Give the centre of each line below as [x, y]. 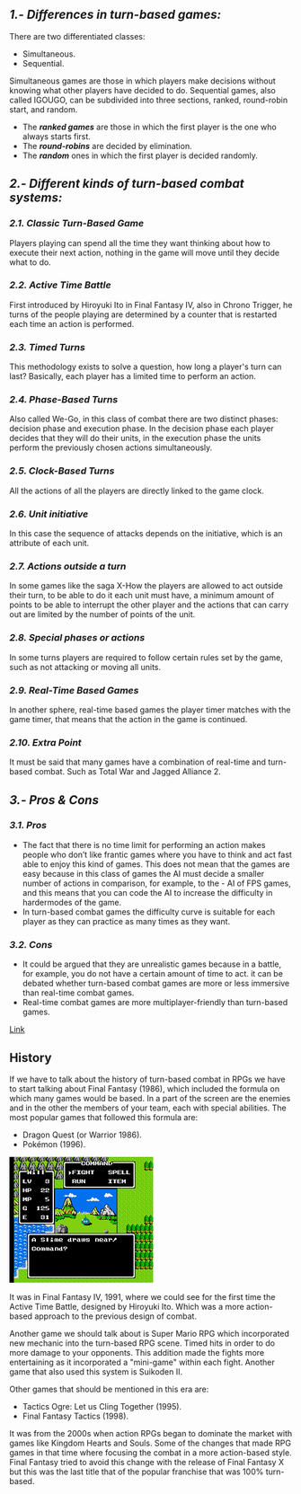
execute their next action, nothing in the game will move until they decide [145, 252]
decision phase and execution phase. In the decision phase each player [142, 429]
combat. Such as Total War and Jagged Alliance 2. [128, 772]
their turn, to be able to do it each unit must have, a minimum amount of [142, 596]
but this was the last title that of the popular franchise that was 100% [137, 1472]
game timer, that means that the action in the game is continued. [128, 719]
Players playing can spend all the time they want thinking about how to [140, 243]
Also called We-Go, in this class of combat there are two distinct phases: [144, 419]
